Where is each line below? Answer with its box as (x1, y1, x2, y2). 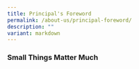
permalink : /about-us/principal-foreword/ (7, 17, 132, 24)
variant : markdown (7, 29, 60, 37)
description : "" (7, 23, 54, 30)
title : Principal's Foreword (7, 10, 92, 17)
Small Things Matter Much (7, 53, 99, 63)
